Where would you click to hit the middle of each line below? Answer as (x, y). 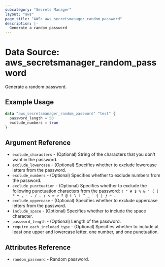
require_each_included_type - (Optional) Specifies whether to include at (85, 227)
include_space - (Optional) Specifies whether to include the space (79, 211)
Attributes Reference (38, 247)
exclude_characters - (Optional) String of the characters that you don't (84, 154)
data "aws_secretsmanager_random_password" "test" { (60, 114)
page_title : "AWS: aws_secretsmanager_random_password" (64, 19)
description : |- (22, 23)
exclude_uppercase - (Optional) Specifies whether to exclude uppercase (85, 201)
